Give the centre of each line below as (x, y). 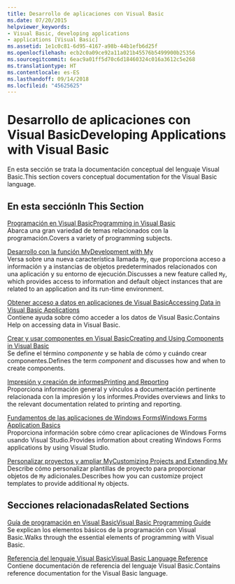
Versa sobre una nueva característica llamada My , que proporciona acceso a (116, 259)
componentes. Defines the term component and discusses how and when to (116, 361)
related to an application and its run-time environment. (86, 289)
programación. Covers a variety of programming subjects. (90, 238)
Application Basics (34, 425)
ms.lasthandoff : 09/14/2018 (48, 79)
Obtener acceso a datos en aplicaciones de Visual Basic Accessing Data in (114, 303)
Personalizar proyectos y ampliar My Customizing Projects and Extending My (117, 461)
